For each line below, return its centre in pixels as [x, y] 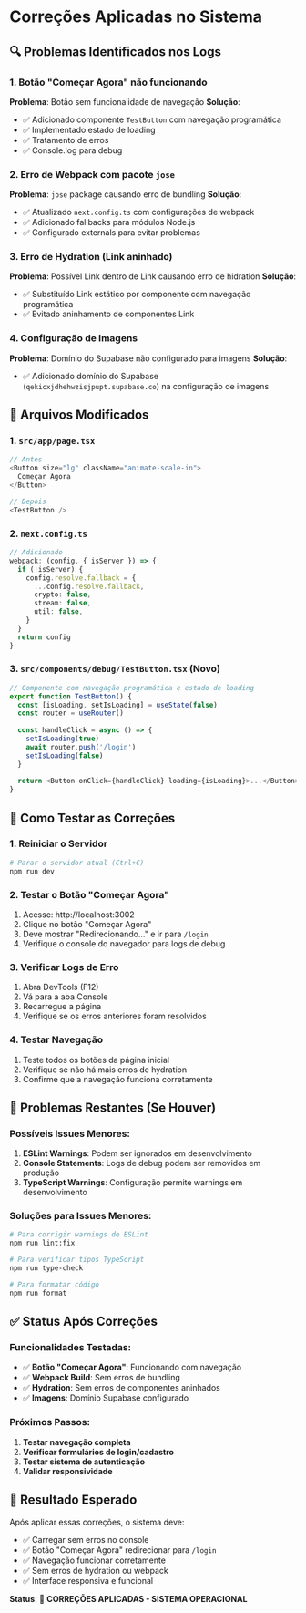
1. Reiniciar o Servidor [58, 843]
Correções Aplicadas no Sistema [136, 17]
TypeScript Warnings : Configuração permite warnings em [133, 1183]
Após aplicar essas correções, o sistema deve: [97, 1522]
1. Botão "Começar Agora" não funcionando [108, 82]
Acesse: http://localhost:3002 [78, 915]
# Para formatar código [55, 1284]
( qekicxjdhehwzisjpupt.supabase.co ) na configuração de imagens [146, 386]
